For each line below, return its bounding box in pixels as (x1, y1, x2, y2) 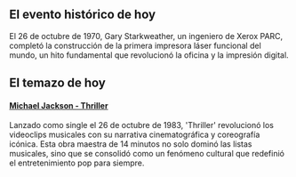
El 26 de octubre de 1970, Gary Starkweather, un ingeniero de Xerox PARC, (9, 30, 284, 41)
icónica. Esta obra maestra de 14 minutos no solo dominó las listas (9, 139, 252, 149)
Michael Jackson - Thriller (9, 100, 108, 110)
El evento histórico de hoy (9, 7, 156, 22)
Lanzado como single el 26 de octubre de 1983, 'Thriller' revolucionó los (9, 120, 274, 131)
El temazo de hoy (9, 76, 107, 91)
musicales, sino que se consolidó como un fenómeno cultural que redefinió (9, 149, 284, 159)
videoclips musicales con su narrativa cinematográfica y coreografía (9, 129, 260, 141)
